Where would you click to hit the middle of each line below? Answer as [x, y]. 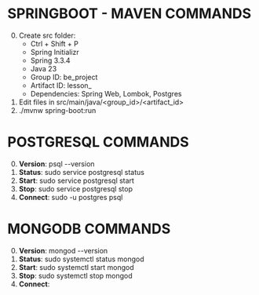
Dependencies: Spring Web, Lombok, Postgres [106, 93]
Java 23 [44, 68]
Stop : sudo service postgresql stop [75, 188]
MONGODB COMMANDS [89, 229]
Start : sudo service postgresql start [77, 180]
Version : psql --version [57, 164]
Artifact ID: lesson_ [61, 85]
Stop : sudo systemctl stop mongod [75, 275]
